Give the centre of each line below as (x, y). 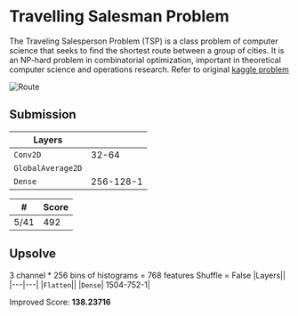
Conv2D (28, 154)
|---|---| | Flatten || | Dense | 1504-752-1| (80, 284)
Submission (43, 114)
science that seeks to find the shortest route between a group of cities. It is (147, 50)
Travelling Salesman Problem (119, 16)
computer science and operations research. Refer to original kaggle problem (149, 69)
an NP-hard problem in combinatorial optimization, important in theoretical (145, 60)
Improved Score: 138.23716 (60, 302)
